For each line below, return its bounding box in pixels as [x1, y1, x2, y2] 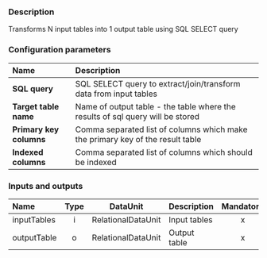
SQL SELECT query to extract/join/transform [75, 78, 241, 89]
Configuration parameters [8, 44, 111, 56]
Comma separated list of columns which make [75, 124, 248, 135]
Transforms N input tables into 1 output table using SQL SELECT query [8, 25, 238, 34]
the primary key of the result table [75, 133, 202, 144]
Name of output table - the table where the [75, 101, 236, 112]
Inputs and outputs [8, 180, 83, 191]
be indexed [75, 156, 117, 168]
